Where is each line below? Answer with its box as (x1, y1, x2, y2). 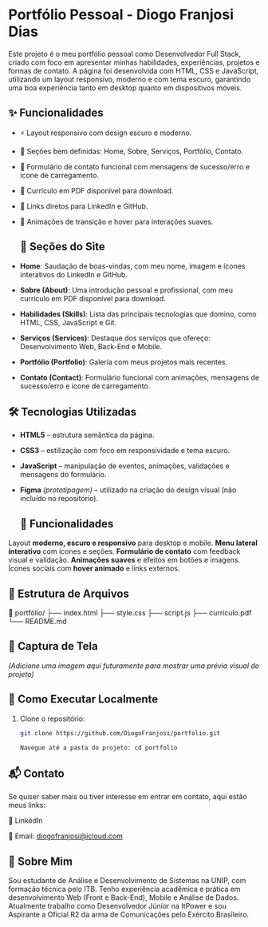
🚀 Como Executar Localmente (8, 693, 159, 706)
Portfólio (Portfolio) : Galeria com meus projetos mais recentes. (19, 357, 228, 367)
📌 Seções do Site (19, 240, 105, 253)
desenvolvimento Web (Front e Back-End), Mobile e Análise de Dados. (8, 893, 239, 902)
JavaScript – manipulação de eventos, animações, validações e (19, 461, 230, 471)
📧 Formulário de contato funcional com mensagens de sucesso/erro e (19, 161, 250, 171)
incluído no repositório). (19, 494, 98, 503)
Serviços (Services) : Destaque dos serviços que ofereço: (19, 333, 211, 343)
